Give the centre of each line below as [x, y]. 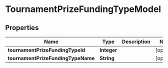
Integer [108, 50]
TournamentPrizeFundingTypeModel [83, 9]
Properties [22, 28]
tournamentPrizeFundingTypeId [46, 50]
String [107, 58]
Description [136, 42]
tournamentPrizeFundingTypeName [51, 58]
